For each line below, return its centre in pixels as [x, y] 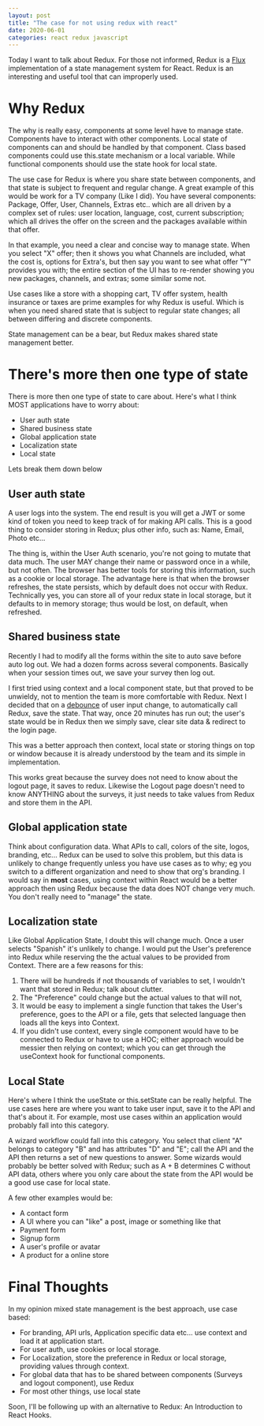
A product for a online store [64, 1255]
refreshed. [25, 612]
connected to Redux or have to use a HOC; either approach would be [132, 1040]
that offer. [24, 230]
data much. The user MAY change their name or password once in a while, [129, 561]
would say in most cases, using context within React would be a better [123, 880]
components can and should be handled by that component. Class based [127, 148]
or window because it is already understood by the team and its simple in [127, 753]
